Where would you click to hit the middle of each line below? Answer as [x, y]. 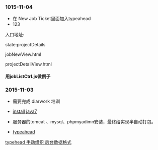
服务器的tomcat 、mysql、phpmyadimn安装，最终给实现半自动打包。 [84, 122]
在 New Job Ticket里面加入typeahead [52, 19]
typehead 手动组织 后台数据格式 [38, 142]
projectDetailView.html [28, 64]
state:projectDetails [25, 45]
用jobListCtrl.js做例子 [28, 76]
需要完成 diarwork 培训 [36, 101]
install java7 [25, 111]
